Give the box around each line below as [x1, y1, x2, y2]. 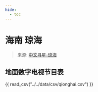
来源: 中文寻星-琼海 [17, 52, 57, 58]
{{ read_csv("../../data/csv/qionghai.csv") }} [5, 81, 94, 87]
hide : [5, 7, 16, 12]
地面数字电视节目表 [5, 68, 64, 76]
